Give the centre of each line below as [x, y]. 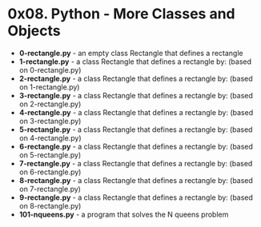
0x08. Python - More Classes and [121, 14]
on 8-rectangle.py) [50, 205]
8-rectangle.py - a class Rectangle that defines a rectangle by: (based [136, 180]
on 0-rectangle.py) [50, 70]
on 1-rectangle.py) [49, 87]
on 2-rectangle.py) [50, 104]
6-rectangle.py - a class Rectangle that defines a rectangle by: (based [136, 146]
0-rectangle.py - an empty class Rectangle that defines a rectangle [131, 53]
